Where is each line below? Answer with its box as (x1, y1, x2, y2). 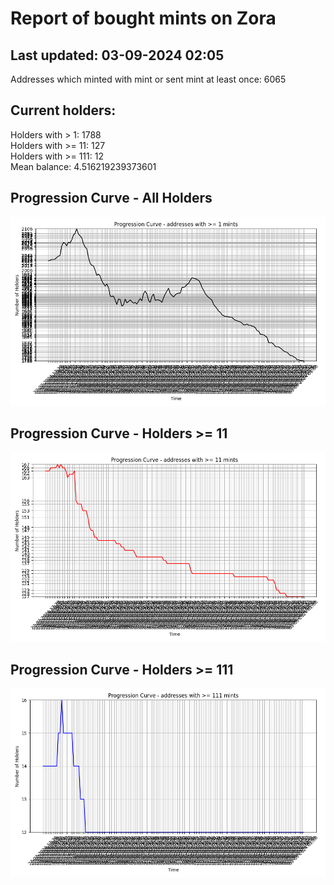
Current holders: (10, 102, 117, 119)
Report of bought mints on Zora (10, 7, 277, 30)
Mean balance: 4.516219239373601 (10, 160, 157, 172)
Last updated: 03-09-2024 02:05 (10, 47, 225, 64)
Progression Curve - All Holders (10, 190, 213, 207)
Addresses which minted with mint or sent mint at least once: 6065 (10, 73, 287, 85)
